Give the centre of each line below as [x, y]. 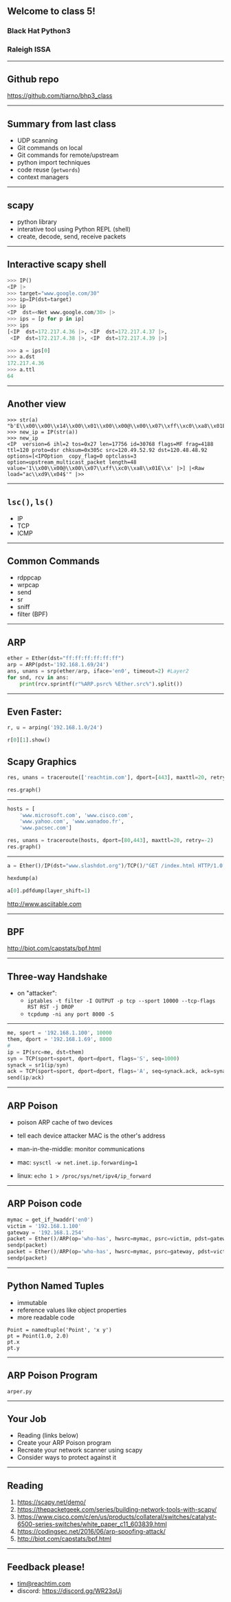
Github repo [33, 79]
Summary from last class [62, 124]
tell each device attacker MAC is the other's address [91, 1136]
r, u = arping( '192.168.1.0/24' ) [55, 728]
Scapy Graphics [42, 762]
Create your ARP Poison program [64, 1443]
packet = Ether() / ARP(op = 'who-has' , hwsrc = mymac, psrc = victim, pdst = [109, 1239]
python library [37, 222]
